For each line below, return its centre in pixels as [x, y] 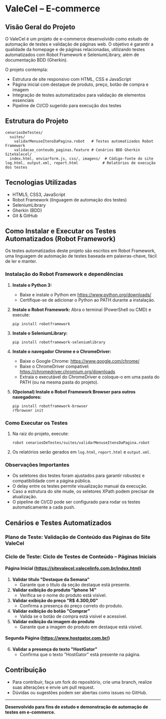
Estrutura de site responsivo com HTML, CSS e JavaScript [72, 79]
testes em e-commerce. [30, 712]
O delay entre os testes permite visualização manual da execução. [80, 486]
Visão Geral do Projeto [40, 27]
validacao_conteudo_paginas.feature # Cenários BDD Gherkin [77, 150]
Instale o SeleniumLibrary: [40, 333]
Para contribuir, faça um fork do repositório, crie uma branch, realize [82, 682]
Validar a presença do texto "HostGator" [55, 649]
